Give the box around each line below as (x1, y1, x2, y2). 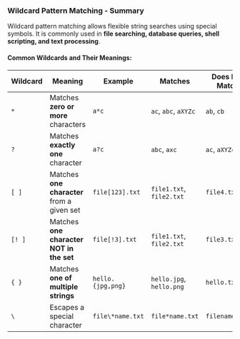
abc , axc (151, 144, 177, 154)
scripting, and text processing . (7, 37, 101, 46)
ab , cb (206, 106, 225, 116)
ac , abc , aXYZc (151, 106, 196, 116)
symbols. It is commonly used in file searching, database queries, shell (7, 29, 220, 38)
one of (49, 273, 73, 283)
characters (49, 119, 86, 129)
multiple (49, 281, 79, 291)
